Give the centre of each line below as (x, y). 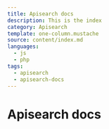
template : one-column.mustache (53, 33)
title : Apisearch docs (40, 14)
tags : (15, 66)
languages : (23, 47)
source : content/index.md (45, 40)
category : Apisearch (38, 27)
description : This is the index (54, 20)
